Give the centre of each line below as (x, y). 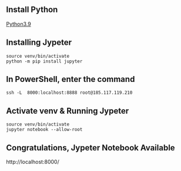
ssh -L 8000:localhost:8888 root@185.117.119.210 (69, 93)
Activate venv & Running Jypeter (68, 111)
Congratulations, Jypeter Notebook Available (90, 148)
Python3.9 (19, 24)
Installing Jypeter (39, 43)
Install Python (32, 10)
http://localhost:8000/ (33, 162)
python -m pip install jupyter (44, 61)
